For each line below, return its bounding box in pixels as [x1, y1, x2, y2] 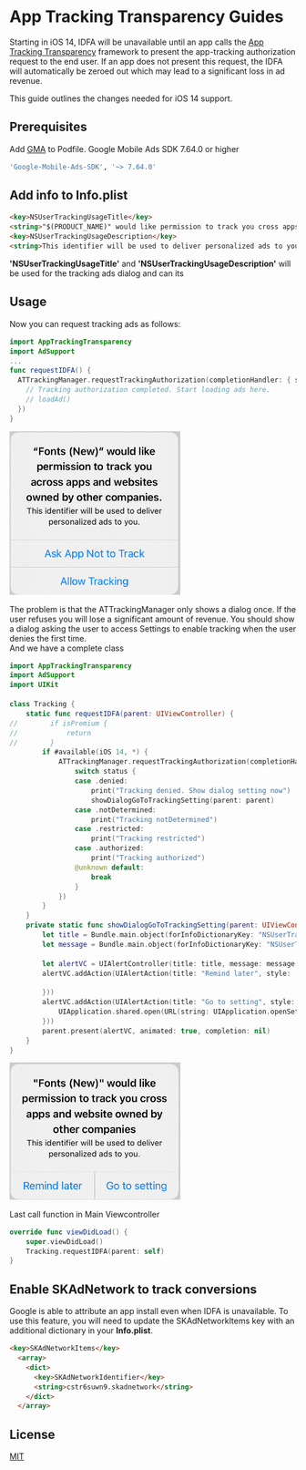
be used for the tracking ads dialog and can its [9, 267, 184, 279]
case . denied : [74, 776, 128, 786]
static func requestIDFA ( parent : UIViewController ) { [25, 709, 234, 718]
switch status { [74, 767, 137, 776]
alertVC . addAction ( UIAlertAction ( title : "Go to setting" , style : [42, 998, 296, 1007]
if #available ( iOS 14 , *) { [42, 747, 148, 757]
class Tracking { [9, 700, 76, 709]
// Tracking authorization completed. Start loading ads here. [25, 385, 271, 395]
